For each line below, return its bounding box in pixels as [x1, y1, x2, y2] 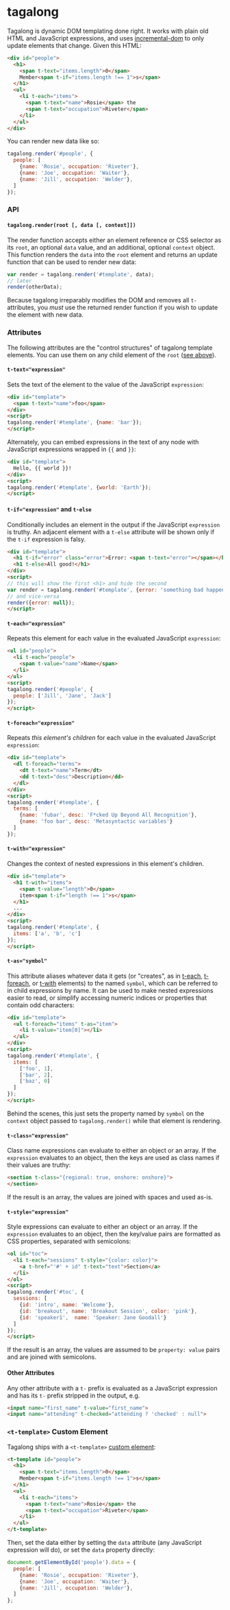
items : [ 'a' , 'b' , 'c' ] [13, 930, 81, 937]
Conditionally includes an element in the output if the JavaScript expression [7, 520, 220, 529]
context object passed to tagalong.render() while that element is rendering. [7, 1116, 222, 1125]
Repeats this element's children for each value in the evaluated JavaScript [7, 734, 216, 742]
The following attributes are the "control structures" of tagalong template [7, 344, 213, 352]
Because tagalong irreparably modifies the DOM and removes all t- [7, 296, 197, 304]
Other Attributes [7, 1369, 55, 1377]
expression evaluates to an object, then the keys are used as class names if [7, 1153, 220, 1162]
